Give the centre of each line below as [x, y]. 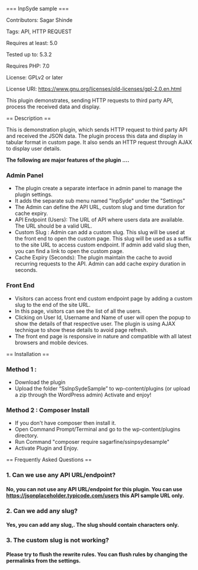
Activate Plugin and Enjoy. [47, 448]
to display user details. [34, 148]
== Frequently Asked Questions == [49, 460]
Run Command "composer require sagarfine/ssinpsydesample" [92, 442]
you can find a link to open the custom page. [69, 251]
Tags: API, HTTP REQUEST [39, 31]
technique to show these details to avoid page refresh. [81, 330]
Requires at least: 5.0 [32, 43]
